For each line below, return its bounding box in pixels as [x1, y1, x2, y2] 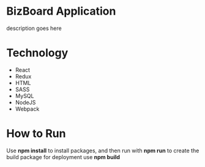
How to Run [6, 127, 66, 141]
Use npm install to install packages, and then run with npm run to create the [6, 147, 199, 154]
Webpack [15, 105, 40, 113]
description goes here [6, 24, 62, 32]
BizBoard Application [6, 4, 116, 18]
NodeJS [15, 98, 36, 106]
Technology [6, 46, 69, 60]
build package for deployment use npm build [6, 153, 121, 160]
